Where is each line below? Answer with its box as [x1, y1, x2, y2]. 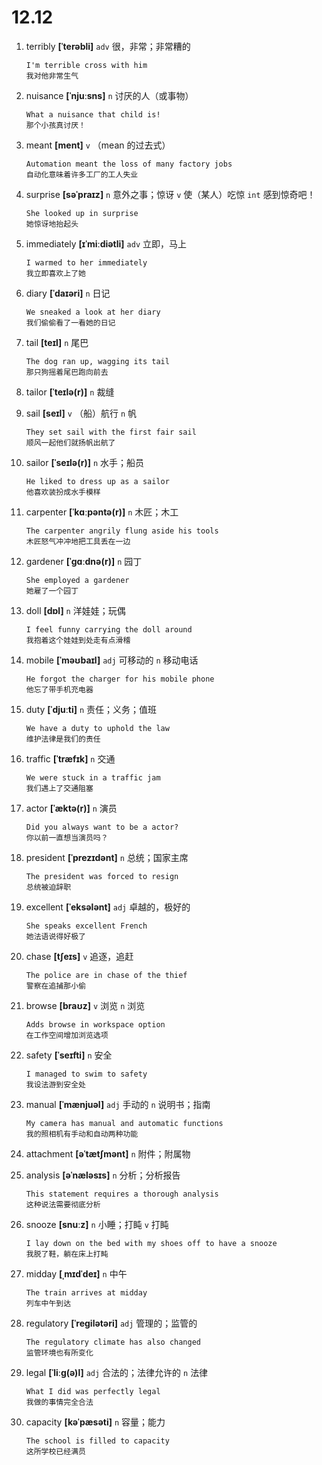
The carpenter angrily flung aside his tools [25, 526, 219, 536]
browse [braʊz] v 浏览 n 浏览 [25, 999, 146, 1011]
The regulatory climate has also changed [25, 1337, 201, 1347]
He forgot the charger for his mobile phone [25, 674, 215, 684]
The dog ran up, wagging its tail [25, 356, 170, 366]
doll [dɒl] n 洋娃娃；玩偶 [25, 604, 126, 616]
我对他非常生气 [25, 71, 79, 81]
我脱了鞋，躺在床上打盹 [25, 1249, 109, 1259]
